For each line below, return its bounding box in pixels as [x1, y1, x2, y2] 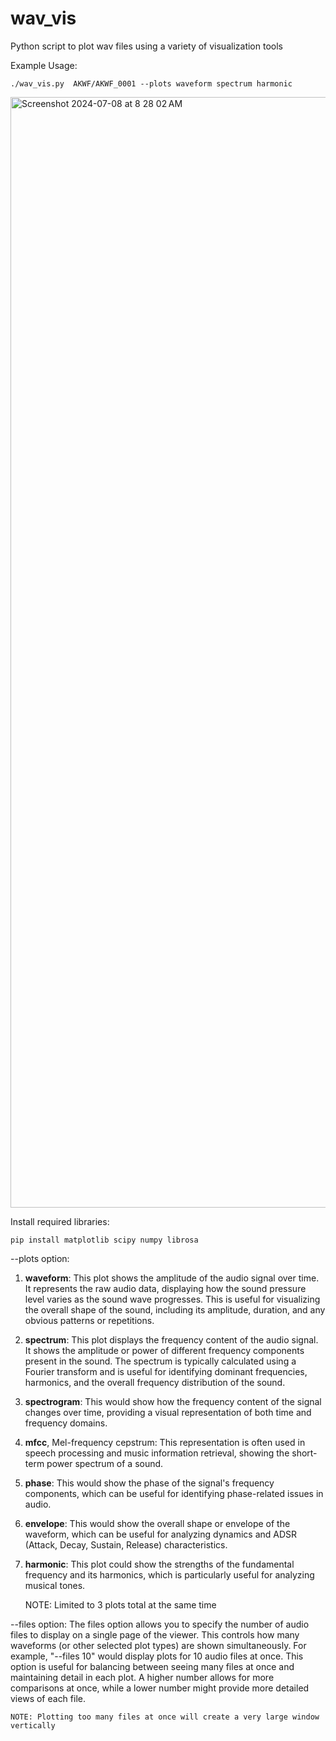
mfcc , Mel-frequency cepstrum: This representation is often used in [24, 1436, 306, 1448]
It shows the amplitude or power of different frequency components [24, 1344, 305, 1356]
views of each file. [10, 1692, 86, 1704]
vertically [10, 1720, 56, 1731]
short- [291, 1447, 318, 1459]
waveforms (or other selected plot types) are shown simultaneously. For [10, 1639, 307, 1651]
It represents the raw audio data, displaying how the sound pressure [24, 1282, 307, 1294]
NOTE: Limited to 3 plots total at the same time [24, 1598, 217, 1611]
